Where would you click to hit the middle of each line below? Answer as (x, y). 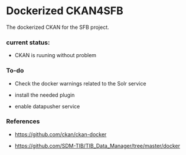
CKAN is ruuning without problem (55, 55)
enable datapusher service (47, 106)
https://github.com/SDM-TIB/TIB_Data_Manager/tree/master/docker (97, 146)
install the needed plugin (45, 95)
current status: (28, 42)
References (23, 121)
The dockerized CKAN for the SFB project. (58, 27)
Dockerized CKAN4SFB (65, 11)
